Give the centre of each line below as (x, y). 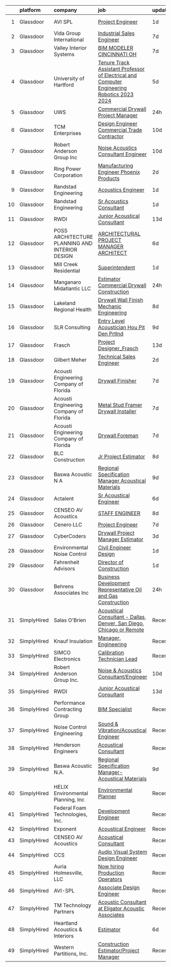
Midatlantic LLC (72, 288)
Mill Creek (66, 264)
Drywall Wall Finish (121, 300)
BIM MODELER (116, 48)
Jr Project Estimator (122, 457)
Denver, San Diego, (121, 623)
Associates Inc (71, 593)
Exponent (65, 829)
